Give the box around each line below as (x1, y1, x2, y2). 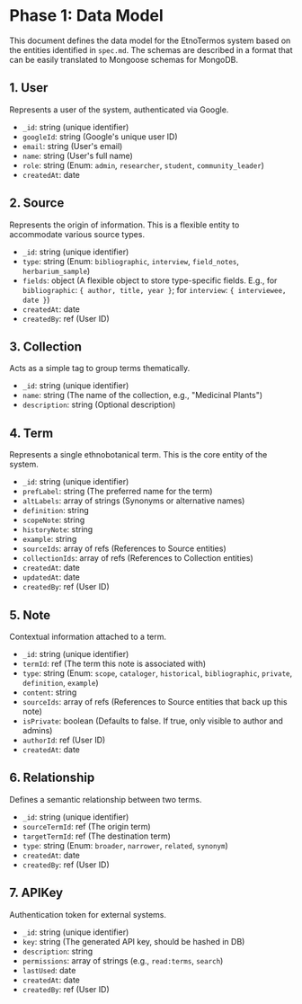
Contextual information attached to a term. (9, 631, 167, 642)
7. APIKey (9, 885, 64, 901)
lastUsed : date (22, 964, 76, 975)
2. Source (9, 195, 65, 211)
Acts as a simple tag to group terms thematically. (9, 363, 191, 374)
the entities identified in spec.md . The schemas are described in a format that (9, 44, 293, 55)
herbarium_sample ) (22, 265, 91, 276)
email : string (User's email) (22, 140, 123, 151)
